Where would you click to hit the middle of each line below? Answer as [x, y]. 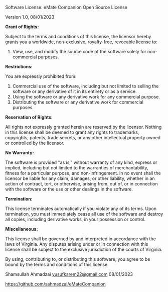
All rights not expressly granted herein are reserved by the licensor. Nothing [83, 127]
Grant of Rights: [22, 27]
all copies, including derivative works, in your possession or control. [75, 219]
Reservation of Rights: [29, 117]
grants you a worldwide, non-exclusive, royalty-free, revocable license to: [81, 42]
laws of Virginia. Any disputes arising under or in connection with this [77, 244]
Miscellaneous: [22, 229]
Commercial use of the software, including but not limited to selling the [86, 86]
